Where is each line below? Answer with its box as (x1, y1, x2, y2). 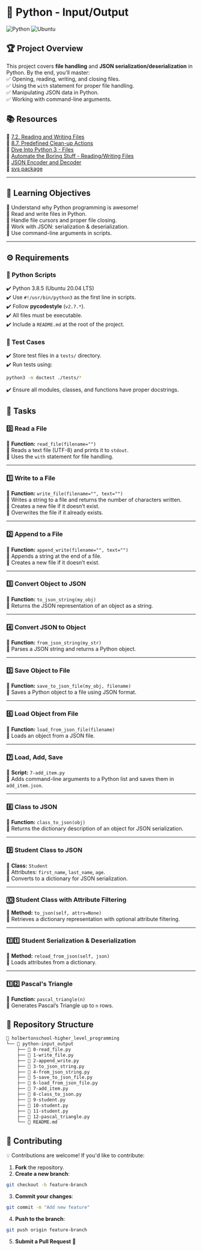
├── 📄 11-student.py (17, 1108, 69, 1114)
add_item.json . (6, 781, 43, 789)
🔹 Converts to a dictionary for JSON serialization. (6, 875, 128, 882)
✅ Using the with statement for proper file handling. (6, 82, 135, 89)
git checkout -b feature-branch (6, 1182, 87, 1188)
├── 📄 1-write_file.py (17, 1052, 74, 1058)
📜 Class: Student (6, 862, 48, 869)
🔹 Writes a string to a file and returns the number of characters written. (6, 496, 182, 504)
